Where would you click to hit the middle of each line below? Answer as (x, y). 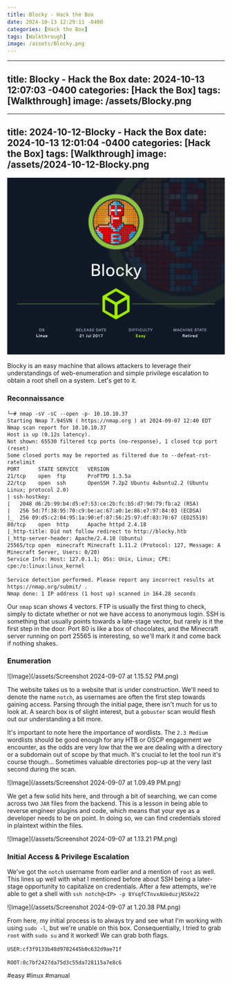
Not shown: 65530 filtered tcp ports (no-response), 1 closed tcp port (112, 441)
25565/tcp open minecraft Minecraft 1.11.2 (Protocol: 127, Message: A (114, 545)
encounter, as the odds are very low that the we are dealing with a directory (115, 747)
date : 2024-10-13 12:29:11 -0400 (55, 22)
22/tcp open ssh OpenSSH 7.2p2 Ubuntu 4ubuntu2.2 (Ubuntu (108, 483)
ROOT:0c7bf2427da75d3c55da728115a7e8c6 (65, 963)
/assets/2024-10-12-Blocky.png (78, 165)
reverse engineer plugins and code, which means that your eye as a (104, 810)
